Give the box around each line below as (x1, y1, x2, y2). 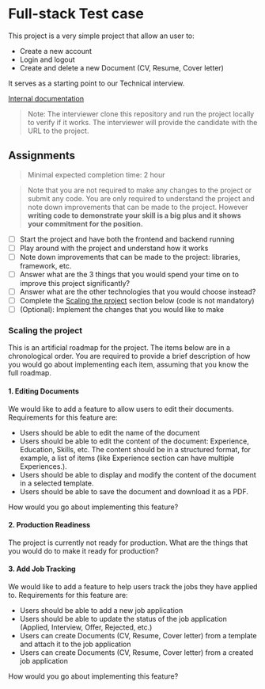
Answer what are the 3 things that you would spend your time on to (19, 269, 240, 279)
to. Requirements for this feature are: (8, 591, 128, 600)
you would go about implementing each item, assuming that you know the (8, 360, 249, 369)
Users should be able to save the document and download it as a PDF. (19, 486, 249, 496)
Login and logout (19, 55, 75, 64)
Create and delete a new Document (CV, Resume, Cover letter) (19, 63, 224, 72)
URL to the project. (27, 126, 89, 135)
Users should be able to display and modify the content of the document (19, 470, 257, 479)
